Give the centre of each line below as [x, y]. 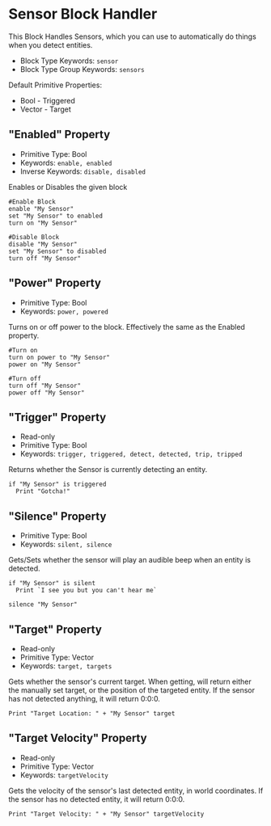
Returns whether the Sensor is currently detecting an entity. [108, 470]
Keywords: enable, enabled [66, 162]
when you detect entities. [51, 44]
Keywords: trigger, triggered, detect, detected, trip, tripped [131, 454]
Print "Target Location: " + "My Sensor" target [92, 714]
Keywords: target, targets [66, 666]
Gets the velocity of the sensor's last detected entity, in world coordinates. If [136, 790]
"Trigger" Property [57, 417]
